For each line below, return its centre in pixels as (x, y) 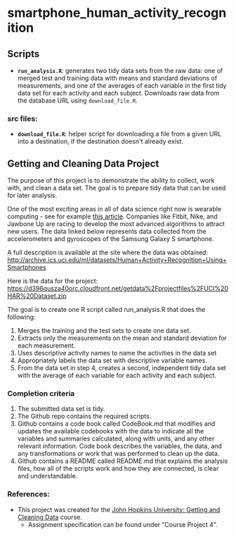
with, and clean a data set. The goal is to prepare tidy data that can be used (117, 188)
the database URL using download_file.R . (78, 100)
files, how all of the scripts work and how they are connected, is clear (118, 469)
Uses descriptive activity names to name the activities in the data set (117, 353)
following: (21, 317)
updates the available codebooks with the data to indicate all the (111, 431)
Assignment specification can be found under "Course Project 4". (123, 524)
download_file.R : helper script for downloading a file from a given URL (119, 134)
